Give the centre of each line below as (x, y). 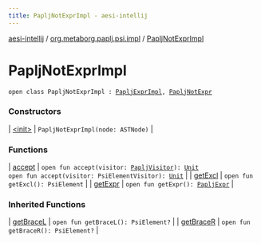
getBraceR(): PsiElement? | (53, 230)
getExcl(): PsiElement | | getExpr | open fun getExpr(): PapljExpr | (121, 184)
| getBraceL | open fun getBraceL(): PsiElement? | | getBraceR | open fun (129, 222)
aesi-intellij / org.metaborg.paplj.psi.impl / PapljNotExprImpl (106, 38)
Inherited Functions (47, 205)
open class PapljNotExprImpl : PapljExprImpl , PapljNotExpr (111, 92)
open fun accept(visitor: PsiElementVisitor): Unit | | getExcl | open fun (131, 175)
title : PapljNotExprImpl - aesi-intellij (78, 16)
